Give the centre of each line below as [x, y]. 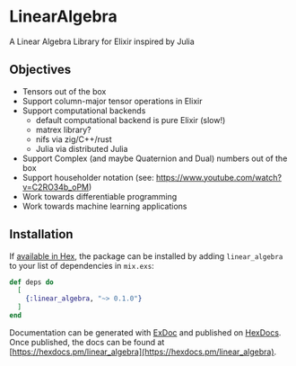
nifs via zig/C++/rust [74, 139]
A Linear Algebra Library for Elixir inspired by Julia [102, 41]
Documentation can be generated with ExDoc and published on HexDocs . [145, 332]
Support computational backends [84, 111]
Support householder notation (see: [88, 177]
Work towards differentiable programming [100, 196]
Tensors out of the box [64, 91]
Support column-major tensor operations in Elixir [112, 101]
